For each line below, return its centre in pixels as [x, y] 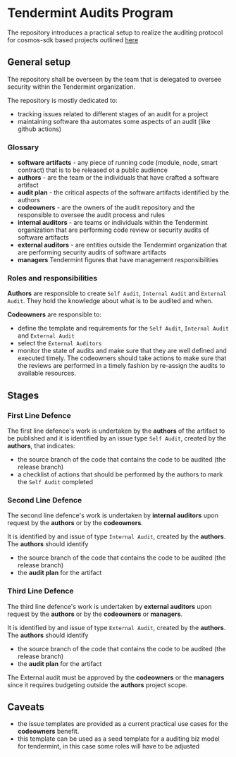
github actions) [39, 129]
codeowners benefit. [48, 732]
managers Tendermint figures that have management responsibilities [118, 260]
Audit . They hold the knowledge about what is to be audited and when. [110, 301]
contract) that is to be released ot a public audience [92, 170]
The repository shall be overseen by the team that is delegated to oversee [114, 79]
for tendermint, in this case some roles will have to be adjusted [108, 746]
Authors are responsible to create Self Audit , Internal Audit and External [117, 293]
